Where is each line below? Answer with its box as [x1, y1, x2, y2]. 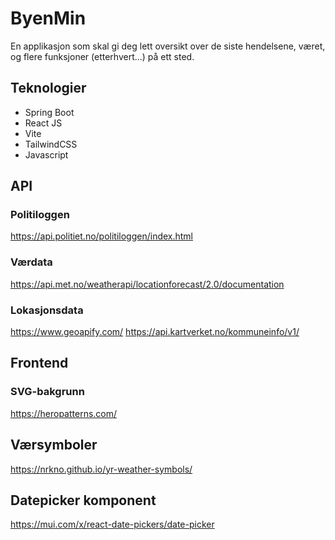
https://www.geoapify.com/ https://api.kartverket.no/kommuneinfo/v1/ [10, 326, 300, 338]
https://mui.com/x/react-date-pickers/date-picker [10, 518, 215, 531]
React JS [24, 117, 63, 129]
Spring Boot [24, 106, 75, 118]
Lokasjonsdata [10, 303, 84, 317]
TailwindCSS [24, 138, 78, 150]
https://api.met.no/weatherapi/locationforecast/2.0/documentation [10, 278, 285, 290]
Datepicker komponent [10, 492, 157, 509]
